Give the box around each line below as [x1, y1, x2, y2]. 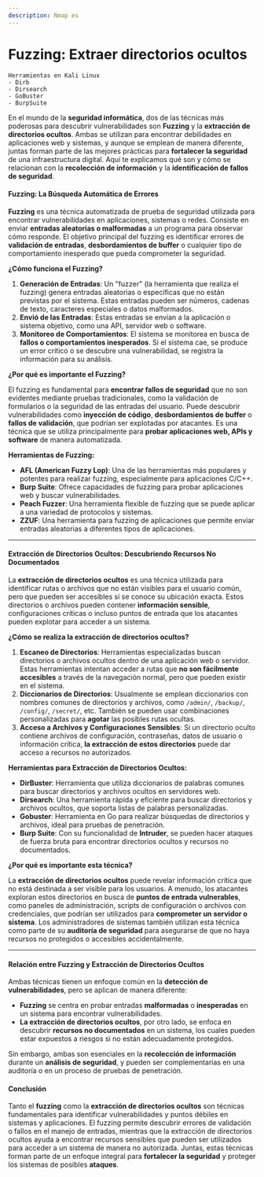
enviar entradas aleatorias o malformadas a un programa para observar [8, 223, 244, 233]
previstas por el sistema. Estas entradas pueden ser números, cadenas [19, 296, 250, 305]
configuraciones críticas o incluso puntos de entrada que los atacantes [8, 608, 238, 618]
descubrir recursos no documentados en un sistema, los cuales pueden [19, 1026, 255, 1035]
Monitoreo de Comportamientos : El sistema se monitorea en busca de [19, 329, 250, 338]
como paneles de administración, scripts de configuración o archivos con [8, 900, 246, 909]
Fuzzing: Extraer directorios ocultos [8, 45, 247, 63]
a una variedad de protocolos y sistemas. [19, 507, 153, 516]
